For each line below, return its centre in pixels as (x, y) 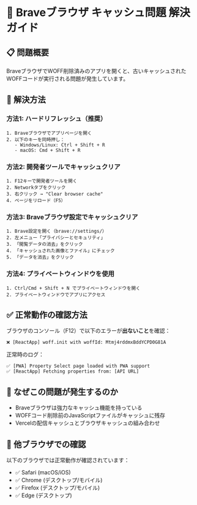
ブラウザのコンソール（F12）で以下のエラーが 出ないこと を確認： (88, 331)
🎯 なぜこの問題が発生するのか (62, 392)
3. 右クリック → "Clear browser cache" (55, 194)
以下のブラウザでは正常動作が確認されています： (68, 460)
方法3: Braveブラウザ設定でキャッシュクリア (72, 217)
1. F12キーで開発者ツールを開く (42, 181)
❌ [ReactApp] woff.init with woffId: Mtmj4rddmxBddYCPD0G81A (86, 343)
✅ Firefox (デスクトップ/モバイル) (58, 488)
